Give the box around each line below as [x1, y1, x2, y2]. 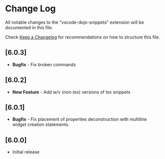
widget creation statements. [12, 121, 70, 127]
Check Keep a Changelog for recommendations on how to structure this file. [5, 34, 161, 40]
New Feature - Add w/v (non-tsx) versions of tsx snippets [12, 89, 131, 95]
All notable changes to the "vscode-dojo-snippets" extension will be [5, 19, 144, 25]
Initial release [12, 149, 40, 155]
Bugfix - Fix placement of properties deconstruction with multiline [12, 117, 147, 122]
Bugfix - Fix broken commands [12, 61, 76, 67]
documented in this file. [5, 24, 53, 30]
